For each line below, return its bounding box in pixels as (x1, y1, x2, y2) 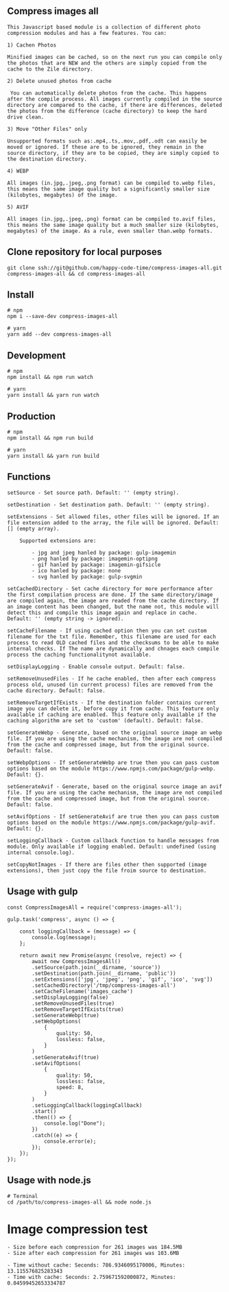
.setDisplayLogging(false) (32, 994, 109, 1001)
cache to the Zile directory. (7, 65, 94, 73)
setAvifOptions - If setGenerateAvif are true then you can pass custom (7, 813, 219, 820)
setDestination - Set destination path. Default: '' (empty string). (7, 501, 210, 508)
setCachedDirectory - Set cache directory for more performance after (7, 585, 213, 592)
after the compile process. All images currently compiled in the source (7, 95, 223, 102)
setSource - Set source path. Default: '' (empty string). (7, 489, 180, 496)
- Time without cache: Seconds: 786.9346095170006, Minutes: (7, 1262, 186, 1269)
